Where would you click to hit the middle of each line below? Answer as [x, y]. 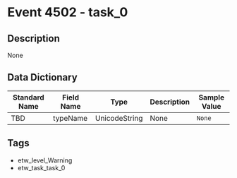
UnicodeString [119, 118]
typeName [70, 118]
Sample [211, 97]
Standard [29, 97]
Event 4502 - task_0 [68, 12]
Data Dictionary [42, 77]
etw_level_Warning [45, 160]
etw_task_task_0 [41, 167]
